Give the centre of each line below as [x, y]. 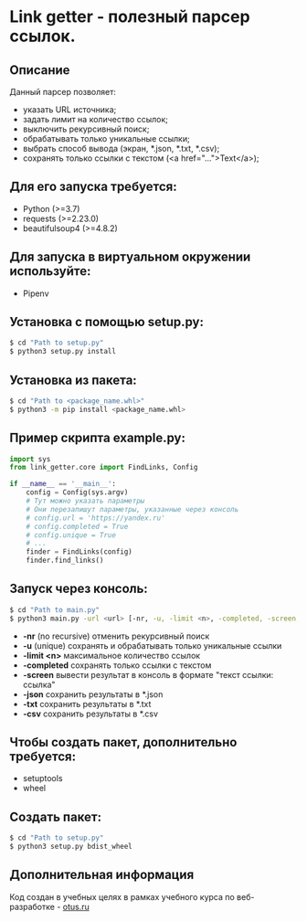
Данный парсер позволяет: [63, 92]
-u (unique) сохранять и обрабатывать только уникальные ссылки [152, 645]
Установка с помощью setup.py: [106, 322]
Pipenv [36, 293]
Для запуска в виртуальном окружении [130, 257]
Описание [40, 70]
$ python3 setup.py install [63, 352]
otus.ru [76, 906]
